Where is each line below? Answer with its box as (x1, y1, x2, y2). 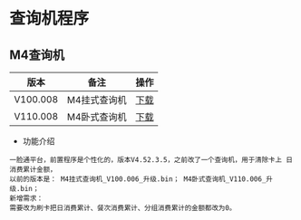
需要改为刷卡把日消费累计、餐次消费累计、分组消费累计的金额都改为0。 (9, 204, 237, 213)
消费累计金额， (9, 165, 57, 174)
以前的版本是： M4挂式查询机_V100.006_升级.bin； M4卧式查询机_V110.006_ (9, 175, 267, 184)
